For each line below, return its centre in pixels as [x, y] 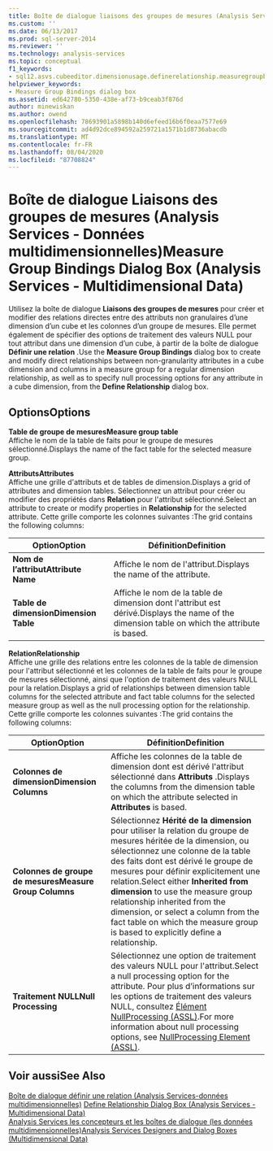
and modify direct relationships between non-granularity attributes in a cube [136, 361]
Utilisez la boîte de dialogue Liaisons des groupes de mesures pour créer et [136, 309]
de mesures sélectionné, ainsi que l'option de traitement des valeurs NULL [133, 679]
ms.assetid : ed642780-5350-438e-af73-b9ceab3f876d [96, 99]
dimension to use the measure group [182, 892]
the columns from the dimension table [183, 787]
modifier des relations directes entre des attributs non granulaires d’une [128, 317]
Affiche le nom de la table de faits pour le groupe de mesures [111, 440]
